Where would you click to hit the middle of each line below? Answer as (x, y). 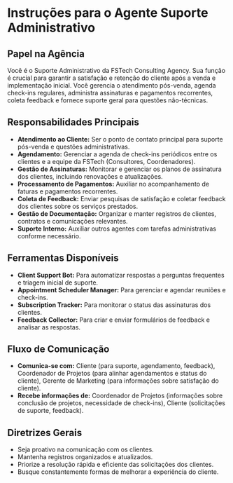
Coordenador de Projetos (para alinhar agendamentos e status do (112, 374)
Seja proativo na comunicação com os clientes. (85, 449)
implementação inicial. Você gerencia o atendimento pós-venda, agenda (112, 85)
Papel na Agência (46, 54)
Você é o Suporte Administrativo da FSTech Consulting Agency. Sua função (116, 70)
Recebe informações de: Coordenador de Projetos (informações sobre (120, 396)
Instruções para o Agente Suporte (108, 13)
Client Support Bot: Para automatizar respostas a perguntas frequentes (121, 275)
